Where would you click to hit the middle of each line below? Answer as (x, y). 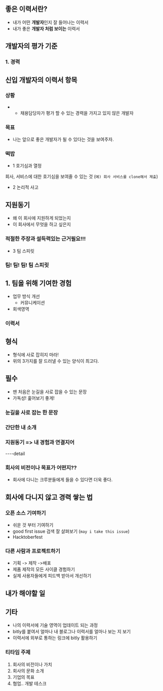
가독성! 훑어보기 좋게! (33, 398)
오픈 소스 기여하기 (26, 513)
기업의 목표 (24, 677)
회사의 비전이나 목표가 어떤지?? (41, 467)
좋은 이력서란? (26, 9)
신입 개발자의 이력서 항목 (41, 80)
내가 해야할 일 (25, 593)
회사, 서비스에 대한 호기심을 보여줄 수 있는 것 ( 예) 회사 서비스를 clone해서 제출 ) (82, 177)
